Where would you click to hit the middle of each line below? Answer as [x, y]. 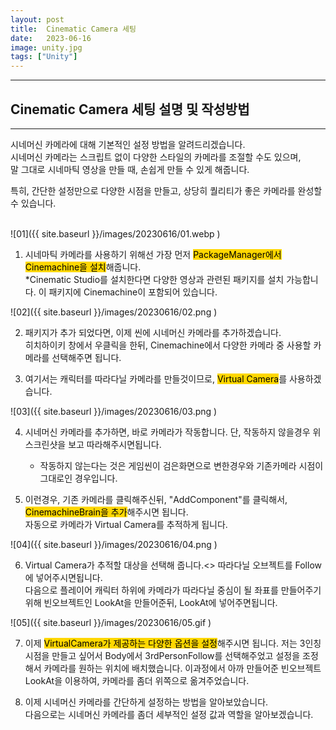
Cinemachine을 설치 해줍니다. [83, 267]
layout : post [37, 19]
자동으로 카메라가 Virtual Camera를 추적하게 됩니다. [126, 524]
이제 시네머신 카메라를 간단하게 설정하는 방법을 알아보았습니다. [146, 702]
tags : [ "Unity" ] [44, 57]
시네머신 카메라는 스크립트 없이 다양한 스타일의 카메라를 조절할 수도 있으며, [156, 157]
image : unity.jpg [46, 47]
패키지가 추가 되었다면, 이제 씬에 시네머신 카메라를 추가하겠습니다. [153, 332]
